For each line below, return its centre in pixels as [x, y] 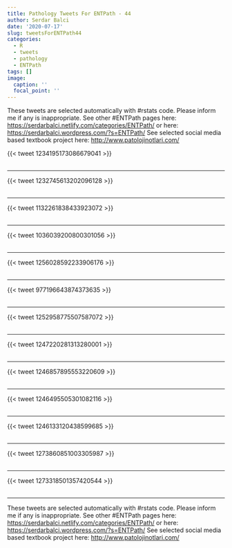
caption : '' [31, 85]
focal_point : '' [37, 91]
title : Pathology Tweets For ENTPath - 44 [69, 14]
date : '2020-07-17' [35, 26]
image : [17, 78]
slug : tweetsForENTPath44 [44, 33]
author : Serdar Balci [38, 20]
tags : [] [20, 71]
